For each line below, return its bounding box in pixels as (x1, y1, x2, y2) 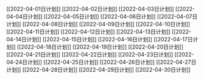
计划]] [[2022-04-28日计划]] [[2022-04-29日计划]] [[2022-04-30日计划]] (6, 66, 191, 73)
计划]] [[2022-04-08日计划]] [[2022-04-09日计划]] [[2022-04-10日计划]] (6, 21, 191, 27)
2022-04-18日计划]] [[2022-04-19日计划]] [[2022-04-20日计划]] (21, 43, 184, 50)
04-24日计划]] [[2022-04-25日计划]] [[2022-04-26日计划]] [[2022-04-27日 (6, 58, 197, 66)
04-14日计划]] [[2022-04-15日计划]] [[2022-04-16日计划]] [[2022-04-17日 (6, 36, 193, 43)
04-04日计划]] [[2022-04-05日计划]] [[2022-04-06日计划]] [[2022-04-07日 (6, 13, 198, 20)
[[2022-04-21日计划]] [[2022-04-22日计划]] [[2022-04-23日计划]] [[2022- (6, 51, 194, 58)
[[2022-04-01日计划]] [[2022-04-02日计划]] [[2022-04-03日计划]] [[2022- (6, 5, 195, 12)
